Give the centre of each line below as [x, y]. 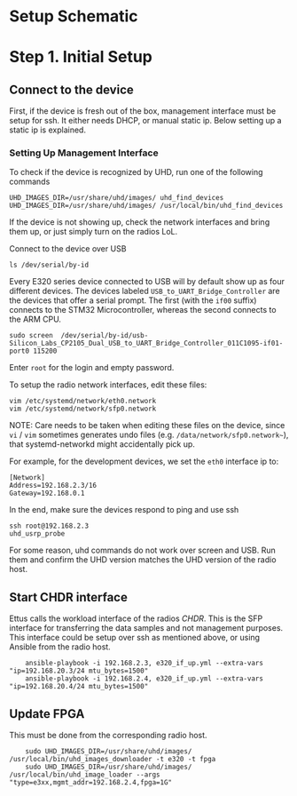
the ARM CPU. [35, 319]
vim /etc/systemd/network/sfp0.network [83, 409]
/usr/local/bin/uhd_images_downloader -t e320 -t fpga [113, 760]
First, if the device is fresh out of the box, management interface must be [143, 111]
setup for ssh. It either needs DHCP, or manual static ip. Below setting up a [145, 121]
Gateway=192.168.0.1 [47, 494]
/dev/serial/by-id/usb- [105, 336]
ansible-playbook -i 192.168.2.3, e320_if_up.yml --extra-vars [145, 664]
